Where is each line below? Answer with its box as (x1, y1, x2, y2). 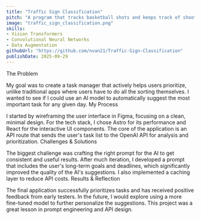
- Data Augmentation (6, 43, 58, 49)
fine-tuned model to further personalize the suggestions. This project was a (6, 199, 193, 206)
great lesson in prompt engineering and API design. (6, 205, 133, 213)
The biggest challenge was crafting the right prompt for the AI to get (6, 149, 175, 157)
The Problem (6, 70, 38, 77)
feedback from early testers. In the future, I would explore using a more (6, 193, 182, 200)
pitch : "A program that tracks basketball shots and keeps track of (6, 14, 181, 20)
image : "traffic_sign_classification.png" (6, 20, 114, 26)
